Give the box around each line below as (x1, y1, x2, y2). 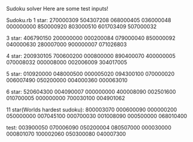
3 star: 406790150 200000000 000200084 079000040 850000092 (6, 35, 176, 41)
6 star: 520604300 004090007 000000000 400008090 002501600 (6, 88, 176, 95)
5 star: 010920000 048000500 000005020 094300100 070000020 (6, 70, 175, 77)
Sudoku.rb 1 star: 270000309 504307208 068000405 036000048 (6, 17, 171, 23)
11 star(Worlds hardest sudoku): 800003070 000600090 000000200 (6, 106, 177, 113)
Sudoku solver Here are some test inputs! (6, 5, 109, 12)
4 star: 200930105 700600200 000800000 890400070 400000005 (6, 53, 176, 59)
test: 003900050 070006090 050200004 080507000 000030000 (6, 124, 172, 131)
